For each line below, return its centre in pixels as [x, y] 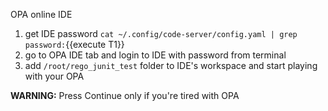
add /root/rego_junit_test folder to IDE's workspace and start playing [171, 65]
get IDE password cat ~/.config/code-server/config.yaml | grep [161, 33]
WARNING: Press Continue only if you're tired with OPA [125, 95]
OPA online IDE [41, 14]
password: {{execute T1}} [74, 44]
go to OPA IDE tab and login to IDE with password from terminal [155, 55]
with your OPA [54, 76]
